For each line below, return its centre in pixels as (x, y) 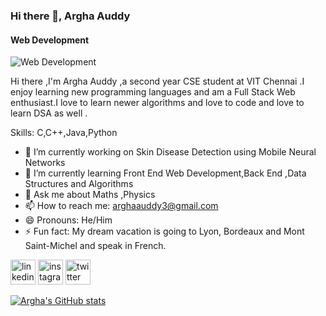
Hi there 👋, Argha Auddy (70, 16)
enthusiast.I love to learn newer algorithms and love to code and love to (157, 103)
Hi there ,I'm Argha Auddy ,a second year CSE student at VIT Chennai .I (157, 81)
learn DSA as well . (49, 113)
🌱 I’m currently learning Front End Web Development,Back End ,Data (165, 173)
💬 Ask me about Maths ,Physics (90, 195)
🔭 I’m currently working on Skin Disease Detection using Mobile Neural (170, 152)
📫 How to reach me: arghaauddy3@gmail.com (121, 206)
